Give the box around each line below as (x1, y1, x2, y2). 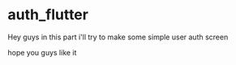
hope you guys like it (7, 47, 77, 57)
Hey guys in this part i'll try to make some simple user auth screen (7, 32, 229, 42)
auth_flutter (7, 6, 88, 24)
